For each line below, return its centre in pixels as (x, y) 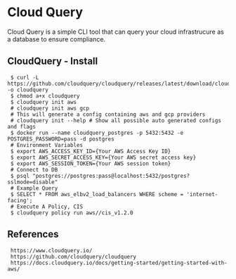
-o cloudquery (28, 90)
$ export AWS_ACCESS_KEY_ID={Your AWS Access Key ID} (91, 151)
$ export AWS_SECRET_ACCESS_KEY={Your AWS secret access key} (103, 157)
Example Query (37, 188)
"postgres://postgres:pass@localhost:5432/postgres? (111, 176)
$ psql (20, 176)
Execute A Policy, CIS (50, 207)
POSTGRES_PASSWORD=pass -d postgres (61, 139)
